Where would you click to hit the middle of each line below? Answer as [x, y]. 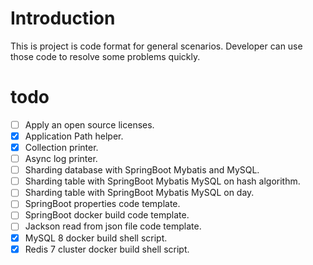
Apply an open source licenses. [89, 124]
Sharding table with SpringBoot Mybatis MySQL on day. [139, 193]
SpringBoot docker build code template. [107, 215]
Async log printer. [61, 159]
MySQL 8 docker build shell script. [96, 238]
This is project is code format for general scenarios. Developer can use [156, 46]
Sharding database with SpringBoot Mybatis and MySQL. [142, 170]
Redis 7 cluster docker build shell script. [107, 249]
